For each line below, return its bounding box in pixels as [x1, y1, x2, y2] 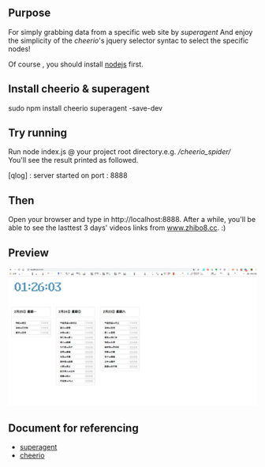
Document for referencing [8, 421, 140, 435]
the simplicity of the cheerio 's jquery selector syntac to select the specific [8, 36, 249, 45]
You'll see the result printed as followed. [8, 156, 139, 165]
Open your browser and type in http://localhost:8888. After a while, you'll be [8, 215, 256, 224]
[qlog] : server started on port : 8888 [8, 171, 128, 180]
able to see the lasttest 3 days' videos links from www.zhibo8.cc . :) [8, 223, 226, 232]
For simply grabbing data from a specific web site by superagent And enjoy [8, 27, 253, 36]
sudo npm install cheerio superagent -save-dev [8, 103, 163, 113]
